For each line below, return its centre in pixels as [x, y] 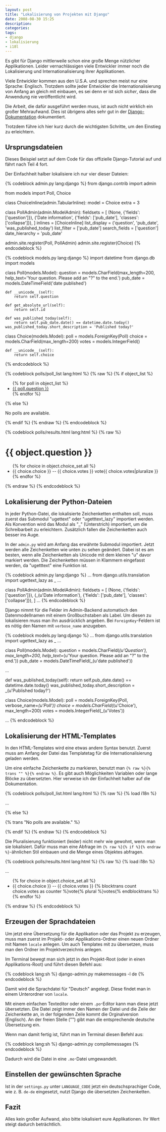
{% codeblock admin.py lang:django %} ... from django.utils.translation [78, 575]
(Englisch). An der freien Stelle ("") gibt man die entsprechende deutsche [80, 1019]
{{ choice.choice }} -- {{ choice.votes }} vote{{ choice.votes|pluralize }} [85, 471]
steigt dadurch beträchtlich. [33, 1124]
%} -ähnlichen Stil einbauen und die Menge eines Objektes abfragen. [74, 852]
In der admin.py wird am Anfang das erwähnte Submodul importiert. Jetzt [80, 544]
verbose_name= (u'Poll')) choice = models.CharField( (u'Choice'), [71, 706]
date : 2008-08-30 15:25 [30, 19]
